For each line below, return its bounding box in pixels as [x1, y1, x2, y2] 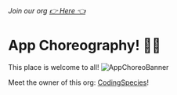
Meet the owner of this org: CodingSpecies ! [8, 78, 149, 87]
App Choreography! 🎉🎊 [8, 36, 161, 54]
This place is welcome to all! [8, 62, 99, 71]
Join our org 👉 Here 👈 [8, 5, 86, 15]
